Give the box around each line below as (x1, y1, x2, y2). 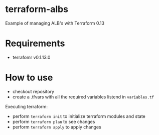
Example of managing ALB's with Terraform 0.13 (5, 20, 104, 26)
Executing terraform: (5, 103, 48, 109)
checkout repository (12, 88, 54, 94)
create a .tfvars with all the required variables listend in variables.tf (12, 94, 154, 100)
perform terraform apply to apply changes (12, 124, 101, 130)
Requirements (5, 38, 65, 49)
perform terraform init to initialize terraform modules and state (12, 113, 145, 119)
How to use (5, 72, 53, 83)
